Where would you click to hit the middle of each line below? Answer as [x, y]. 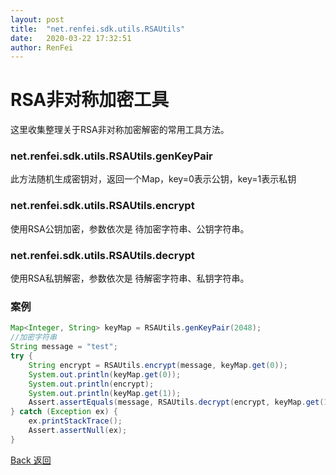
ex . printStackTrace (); [75, 421]
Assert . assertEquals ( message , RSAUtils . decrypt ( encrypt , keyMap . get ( [176, 402]
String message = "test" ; [64, 347]
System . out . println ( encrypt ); [91, 384]
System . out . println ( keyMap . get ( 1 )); [105, 393]
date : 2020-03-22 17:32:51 [71, 38]
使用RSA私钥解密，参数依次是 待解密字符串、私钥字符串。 [130, 278]
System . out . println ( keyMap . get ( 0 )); [105, 374]
